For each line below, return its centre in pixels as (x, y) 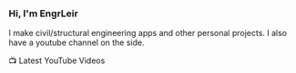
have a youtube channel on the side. (77, 42)
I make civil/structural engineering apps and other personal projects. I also (148, 33)
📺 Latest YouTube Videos (57, 60)
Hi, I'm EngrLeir (43, 14)
